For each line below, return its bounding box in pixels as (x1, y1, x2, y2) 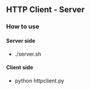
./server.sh (14, 50, 42, 57)
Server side (6, 37, 36, 44)
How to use (6, 22, 40, 31)
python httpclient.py (14, 77, 64, 84)
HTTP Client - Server (6, 5, 85, 15)
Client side (6, 64, 34, 71)
